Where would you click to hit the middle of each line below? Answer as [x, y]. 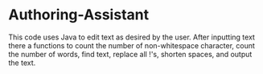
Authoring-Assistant [79, 15]
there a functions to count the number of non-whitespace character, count [132, 45]
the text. [22, 63]
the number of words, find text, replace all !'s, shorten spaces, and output [130, 54]
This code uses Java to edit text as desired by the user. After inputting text [132, 37]
